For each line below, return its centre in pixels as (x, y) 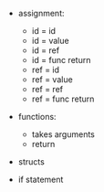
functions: (37, 117)
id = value (51, 41)
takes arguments (63, 134)
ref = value (52, 80)
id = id (44, 31)
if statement (41, 179)
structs (31, 162)
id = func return (61, 60)
